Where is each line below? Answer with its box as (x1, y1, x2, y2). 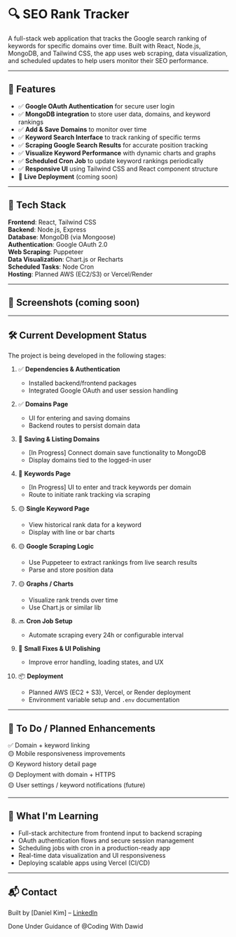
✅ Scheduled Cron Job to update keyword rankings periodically (18, 156, 204, 165)
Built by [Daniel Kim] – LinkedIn (8, 908, 98, 917)
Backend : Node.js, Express (8, 225, 87, 234)
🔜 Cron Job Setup (18, 617, 73, 626)
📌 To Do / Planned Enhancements (8, 722, 156, 734)
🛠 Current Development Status (8, 329, 147, 341)
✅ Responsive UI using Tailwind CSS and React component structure (18, 164, 218, 173)
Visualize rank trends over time (28, 596, 118, 605)
